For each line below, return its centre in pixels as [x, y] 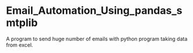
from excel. [20, 45]
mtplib [22, 23]
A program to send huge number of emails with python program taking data [97, 39]
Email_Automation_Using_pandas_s [94, 11]
